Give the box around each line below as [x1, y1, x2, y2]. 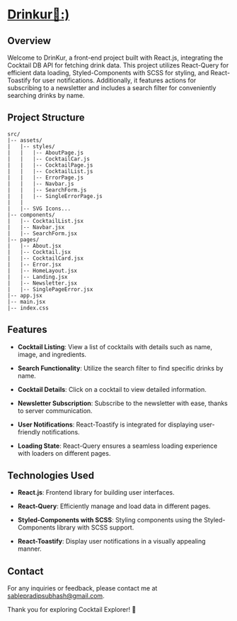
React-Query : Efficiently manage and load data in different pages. [17, 502, 211, 510]
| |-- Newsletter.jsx [7, 280, 78, 287]
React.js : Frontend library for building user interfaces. [17, 488, 175, 497]
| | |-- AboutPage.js [7, 149, 83, 156]
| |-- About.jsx [7, 242, 62, 249]
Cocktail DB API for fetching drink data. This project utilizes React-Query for [7, 61, 229, 70]
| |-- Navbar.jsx [7, 224, 65, 231]
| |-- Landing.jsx [7, 273, 69, 280]
